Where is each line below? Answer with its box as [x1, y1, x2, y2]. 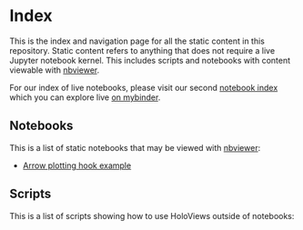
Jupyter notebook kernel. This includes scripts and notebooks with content [9, 55, 291, 65]
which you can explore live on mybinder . [9, 92, 161, 103]
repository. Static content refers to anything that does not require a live [9, 45, 276, 55]
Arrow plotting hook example [22, 160, 132, 171]
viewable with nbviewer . [9, 65, 100, 75]
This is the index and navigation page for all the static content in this [9, 35, 266, 46]
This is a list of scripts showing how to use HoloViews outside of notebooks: [9, 210, 295, 221]
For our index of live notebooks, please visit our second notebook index [9, 82, 278, 93]
